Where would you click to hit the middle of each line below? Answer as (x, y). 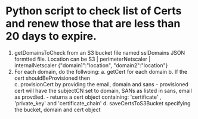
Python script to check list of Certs (94, 11)
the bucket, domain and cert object (57, 109)
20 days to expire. (51, 36)
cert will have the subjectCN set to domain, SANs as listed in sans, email (103, 90)
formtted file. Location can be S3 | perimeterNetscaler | (82, 59)
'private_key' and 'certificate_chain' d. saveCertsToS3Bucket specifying (102, 103)
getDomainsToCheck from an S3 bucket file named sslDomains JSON (100, 52)
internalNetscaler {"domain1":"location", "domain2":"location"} (91, 65)
